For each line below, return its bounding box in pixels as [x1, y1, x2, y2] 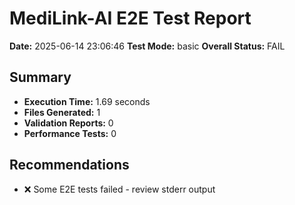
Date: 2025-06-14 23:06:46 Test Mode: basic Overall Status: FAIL [9, 40, 286, 52]
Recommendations [9, 157, 130, 174]
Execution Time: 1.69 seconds [23, 95, 151, 107]
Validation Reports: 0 [23, 117, 114, 129]
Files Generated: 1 [23, 106, 101, 118]
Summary [9, 69, 72, 86]
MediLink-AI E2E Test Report [9, 7, 252, 30]
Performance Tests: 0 [23, 127, 117, 139]
